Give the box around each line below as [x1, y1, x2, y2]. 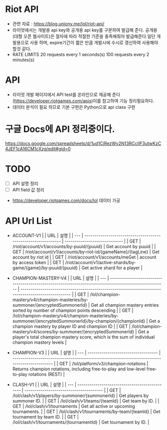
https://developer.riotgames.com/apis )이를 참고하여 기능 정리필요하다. [14, 98, 155, 104]
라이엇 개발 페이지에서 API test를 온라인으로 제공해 [12, 91, 111, 97]
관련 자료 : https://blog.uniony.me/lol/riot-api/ [12, 21, 105, 27]
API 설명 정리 [12, 180, 38, 186]
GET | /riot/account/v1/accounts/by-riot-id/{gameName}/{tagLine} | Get [12, 249, 160, 255]
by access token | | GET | [12, 259, 64, 265]
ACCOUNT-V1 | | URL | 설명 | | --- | [12, 232, 83, 239]
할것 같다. [12, 46, 31, 52]
